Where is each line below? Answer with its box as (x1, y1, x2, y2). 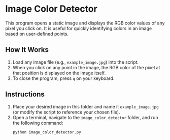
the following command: (12, 120, 63, 126)
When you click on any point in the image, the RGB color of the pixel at (12, 64, 160, 70)
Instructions (5, 90, 45, 99)
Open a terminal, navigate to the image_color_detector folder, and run (12, 114, 158, 120)
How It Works (5, 45, 49, 54)
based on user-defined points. (5, 31, 69, 37)
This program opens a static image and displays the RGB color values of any (5, 20, 165, 26)
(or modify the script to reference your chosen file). (12, 109, 120, 115)
